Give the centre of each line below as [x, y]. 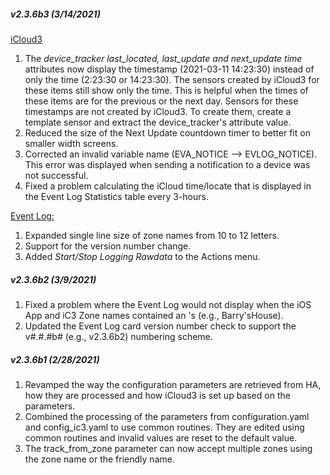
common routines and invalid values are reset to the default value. [161, 437]
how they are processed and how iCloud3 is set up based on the [157, 395]
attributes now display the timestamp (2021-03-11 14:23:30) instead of [169, 69]
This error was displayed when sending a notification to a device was [167, 164]
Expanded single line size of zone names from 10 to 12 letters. [152, 235]
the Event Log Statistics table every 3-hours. [116, 196]
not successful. [56, 175]
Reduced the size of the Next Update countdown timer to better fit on [167, 132]
